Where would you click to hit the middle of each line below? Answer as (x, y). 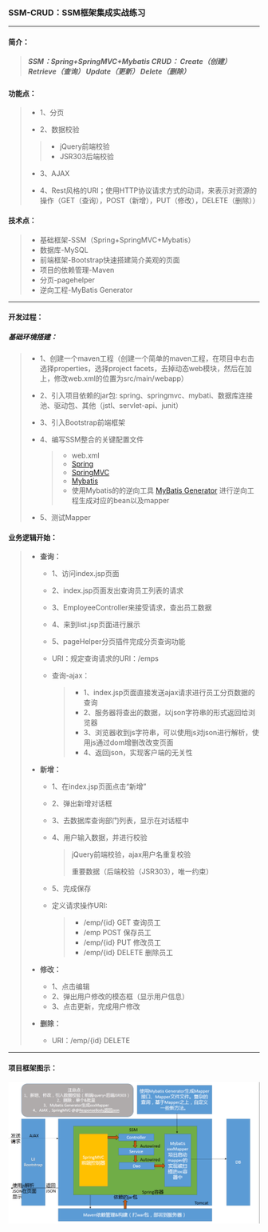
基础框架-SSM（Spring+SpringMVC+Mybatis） (117, 240)
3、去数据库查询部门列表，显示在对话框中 (120, 821)
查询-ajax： (71, 676)
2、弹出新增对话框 (82, 804)
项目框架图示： (33, 1068)
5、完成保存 (71, 889)
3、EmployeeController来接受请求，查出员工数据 (132, 608)
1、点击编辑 (71, 986)
